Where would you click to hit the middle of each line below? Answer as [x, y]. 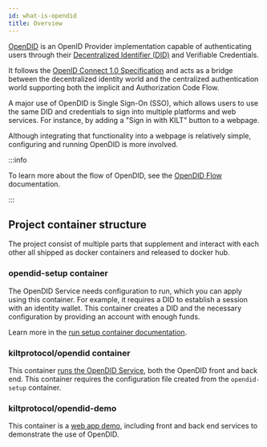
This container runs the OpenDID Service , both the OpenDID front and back [133, 370]
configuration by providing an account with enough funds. [104, 316]
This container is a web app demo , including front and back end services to [133, 426]
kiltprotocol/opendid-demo [63, 408]
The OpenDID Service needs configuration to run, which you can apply [125, 291]
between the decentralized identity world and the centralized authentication [133, 79]
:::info [18, 160]
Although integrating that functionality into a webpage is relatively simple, [130, 135]
